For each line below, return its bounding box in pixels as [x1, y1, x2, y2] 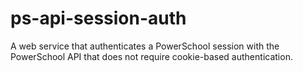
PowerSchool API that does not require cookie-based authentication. [10, 50, 293, 62]
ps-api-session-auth [10, 7, 187, 30]
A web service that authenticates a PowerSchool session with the [10, 40, 280, 52]
